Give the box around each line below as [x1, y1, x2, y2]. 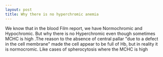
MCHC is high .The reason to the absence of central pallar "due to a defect [5, 35, 159, 42]
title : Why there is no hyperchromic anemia [5, 12, 99, 17]
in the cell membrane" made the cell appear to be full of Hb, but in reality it [5, 41, 158, 47]
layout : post [5, 7, 32, 12]
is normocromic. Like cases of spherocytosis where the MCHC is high [5, 46, 148, 52]
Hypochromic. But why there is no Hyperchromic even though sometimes [5, 30, 156, 36]
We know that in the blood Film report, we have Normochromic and [5, 25, 143, 31]
